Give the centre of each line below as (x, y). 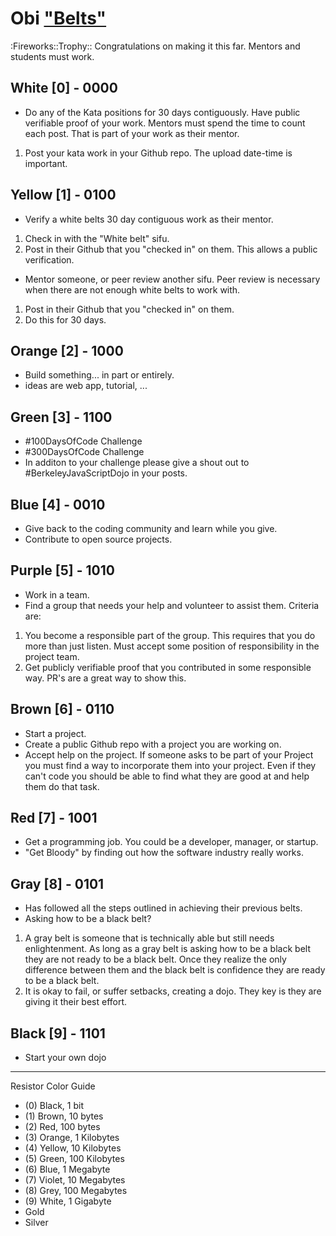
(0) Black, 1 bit (54, 1106)
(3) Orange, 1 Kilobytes (72, 1138)
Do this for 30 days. (65, 319)
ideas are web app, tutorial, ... (86, 386)
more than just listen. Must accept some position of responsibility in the (172, 646)
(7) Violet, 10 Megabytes (75, 1180)
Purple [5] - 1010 (62, 570)
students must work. (52, 56)
